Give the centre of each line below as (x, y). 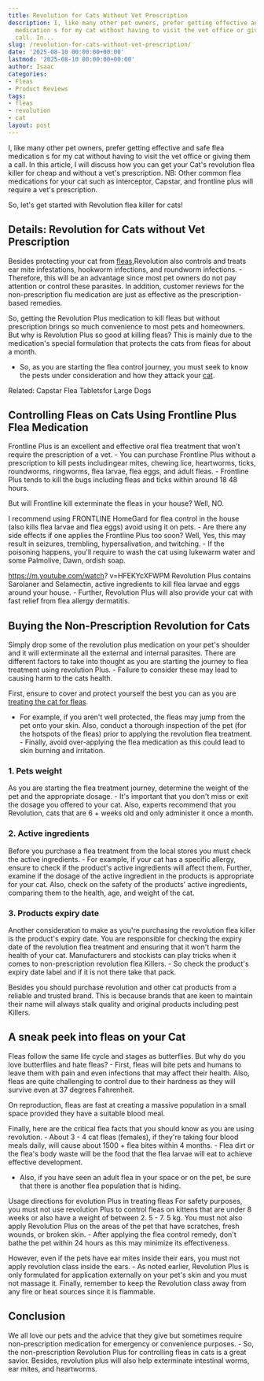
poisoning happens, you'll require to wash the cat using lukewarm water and (132, 552)
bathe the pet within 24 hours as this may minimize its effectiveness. (119, 1242)
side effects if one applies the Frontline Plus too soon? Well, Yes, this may (127, 536)
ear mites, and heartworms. (53, 1368)
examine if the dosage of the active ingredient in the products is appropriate (131, 876)
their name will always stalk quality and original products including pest (123, 1004)
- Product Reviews (38, 89)
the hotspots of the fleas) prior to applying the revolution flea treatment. (136, 734)
